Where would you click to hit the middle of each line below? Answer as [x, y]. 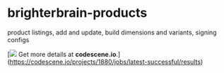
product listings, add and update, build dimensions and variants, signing [112, 32]
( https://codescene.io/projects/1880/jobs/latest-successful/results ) [105, 62]
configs [18, 39]
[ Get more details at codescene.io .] [64, 54]
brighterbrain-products [77, 13]
